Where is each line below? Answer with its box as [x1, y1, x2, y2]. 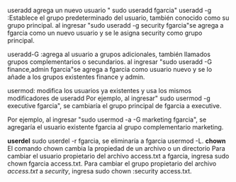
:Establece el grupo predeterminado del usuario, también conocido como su [7, 14, 230, 22]
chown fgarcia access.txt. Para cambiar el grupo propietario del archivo [7, 159, 217, 168]
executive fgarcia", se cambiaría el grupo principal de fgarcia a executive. [7, 102, 222, 109]
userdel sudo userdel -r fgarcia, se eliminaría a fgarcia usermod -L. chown [7, 136, 226, 145]
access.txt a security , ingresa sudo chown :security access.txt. [7, 167, 193, 175]
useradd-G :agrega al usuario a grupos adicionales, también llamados [7, 50, 211, 58]
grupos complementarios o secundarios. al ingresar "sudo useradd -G [7, 58, 213, 66]
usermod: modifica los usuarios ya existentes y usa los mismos [7, 87, 192, 95]
